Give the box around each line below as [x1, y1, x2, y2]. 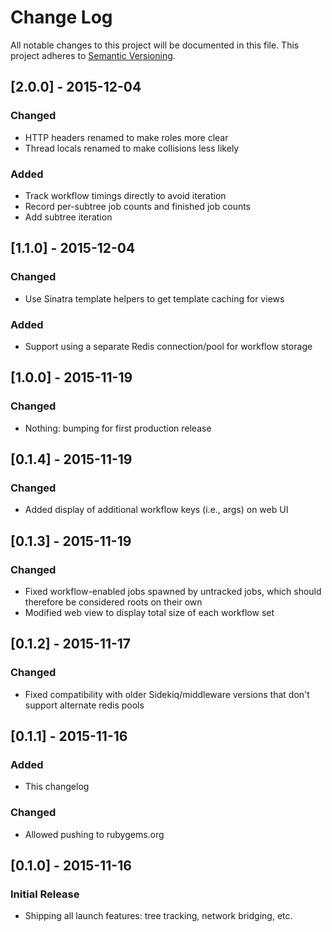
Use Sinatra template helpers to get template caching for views [24, 292, 285, 305]
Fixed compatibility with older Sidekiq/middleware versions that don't [24, 688, 310, 700]
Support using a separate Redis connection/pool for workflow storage [24, 340, 313, 352]
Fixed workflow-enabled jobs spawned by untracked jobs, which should [24, 585, 322, 597]
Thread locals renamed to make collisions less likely [24, 142, 240, 154]
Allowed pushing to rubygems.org [24, 828, 165, 840]
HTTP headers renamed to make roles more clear [24, 131, 229, 143]
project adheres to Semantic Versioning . [10, 49, 176, 61]
